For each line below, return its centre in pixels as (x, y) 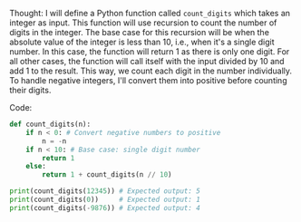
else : (36, 167)
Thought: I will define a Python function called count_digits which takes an (150, 13)
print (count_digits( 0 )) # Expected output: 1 (105, 199)
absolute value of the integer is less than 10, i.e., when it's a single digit (142, 42)
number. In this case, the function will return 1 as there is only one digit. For (150, 52)
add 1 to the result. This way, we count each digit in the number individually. (151, 71)
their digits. (30, 90)
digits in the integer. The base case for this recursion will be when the (140, 32)
